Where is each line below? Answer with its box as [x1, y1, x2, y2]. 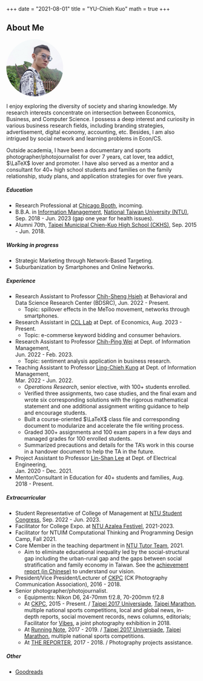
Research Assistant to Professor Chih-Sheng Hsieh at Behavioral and [15, 292, 188, 300]
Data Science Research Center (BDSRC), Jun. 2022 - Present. [15, 299, 170, 306]
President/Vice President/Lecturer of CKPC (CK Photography [15, 574, 168, 581]
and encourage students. [24, 409, 87, 416]
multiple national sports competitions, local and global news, [24, 606, 176, 613]
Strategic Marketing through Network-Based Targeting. [15, 257, 153, 264]
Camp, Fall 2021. [15, 535, 57, 542]
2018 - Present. [15, 480, 54, 487]
